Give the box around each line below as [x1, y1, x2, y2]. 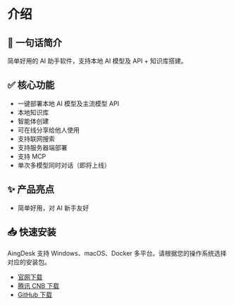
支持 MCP [17, 152, 47, 161]
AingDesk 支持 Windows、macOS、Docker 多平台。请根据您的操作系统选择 [7, 249, 227, 258]
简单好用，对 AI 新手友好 [17, 204, 90, 212]
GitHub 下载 [17, 290, 53, 299]
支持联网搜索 [17, 135, 55, 143]
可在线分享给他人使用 [17, 125, 80, 134]
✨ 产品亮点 [7, 184, 55, 196]
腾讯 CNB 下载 [17, 282, 60, 290]
